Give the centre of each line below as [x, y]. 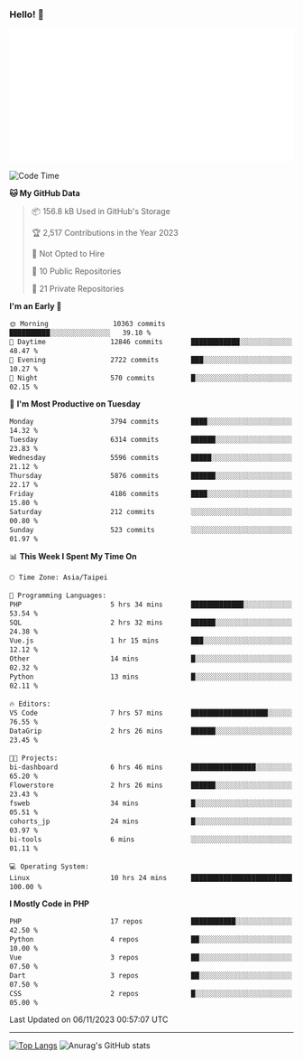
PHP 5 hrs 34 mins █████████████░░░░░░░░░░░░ [151, 605]
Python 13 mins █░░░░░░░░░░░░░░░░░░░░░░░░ [151, 677]
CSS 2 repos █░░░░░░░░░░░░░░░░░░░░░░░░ [151, 994]
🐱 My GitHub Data [45, 193]
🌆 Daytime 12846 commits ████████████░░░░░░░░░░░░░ [151, 342]
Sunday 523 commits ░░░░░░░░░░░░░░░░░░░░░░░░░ [151, 530]
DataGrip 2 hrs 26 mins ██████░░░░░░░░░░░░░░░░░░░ [151, 731]
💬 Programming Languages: [58, 596]
